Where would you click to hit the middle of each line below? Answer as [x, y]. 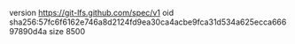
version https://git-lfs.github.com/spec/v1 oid [92, 13]
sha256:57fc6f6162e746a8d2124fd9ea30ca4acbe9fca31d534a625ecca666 [148, 22]
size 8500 [67, 31]
